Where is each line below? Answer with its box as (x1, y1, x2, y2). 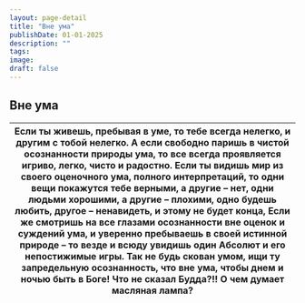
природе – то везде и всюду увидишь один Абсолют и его (19, 238, 286, 251)
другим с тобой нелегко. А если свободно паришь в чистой (15, 136, 290, 148)
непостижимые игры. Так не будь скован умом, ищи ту (25, 249, 280, 262)
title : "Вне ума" (9, 22, 75, 31)
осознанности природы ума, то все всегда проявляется (24, 147, 281, 160)
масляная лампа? (112, 284, 193, 297)
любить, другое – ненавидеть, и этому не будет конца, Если (15, 204, 290, 217)
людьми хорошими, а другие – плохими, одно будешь (28, 193, 277, 206)
